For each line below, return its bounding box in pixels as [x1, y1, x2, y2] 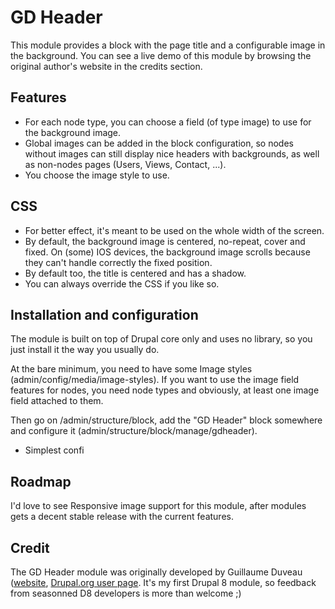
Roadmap [10, 473, 72, 490]
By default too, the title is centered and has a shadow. [24, 267, 247, 279]
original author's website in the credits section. [10, 60, 203, 72]
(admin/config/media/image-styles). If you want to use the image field [10, 374, 300, 386]
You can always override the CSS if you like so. [24, 277, 220, 290]
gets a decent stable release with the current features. [10, 511, 234, 523]
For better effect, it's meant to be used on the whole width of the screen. [24, 224, 325, 236]
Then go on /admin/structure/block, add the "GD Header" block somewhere [10, 414, 323, 426]
